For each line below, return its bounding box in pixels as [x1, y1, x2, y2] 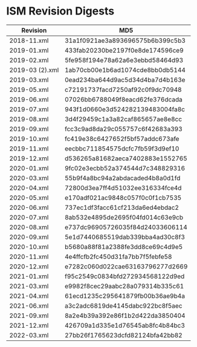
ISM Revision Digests [6, 4, 115, 18]
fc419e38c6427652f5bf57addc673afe [64, 134, 179, 143]
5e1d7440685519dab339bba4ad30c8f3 [64, 233, 186, 241]
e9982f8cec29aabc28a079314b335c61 [64, 282, 184, 290]
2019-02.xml [9, 56, 49, 64]
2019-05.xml [9, 85, 49, 94]
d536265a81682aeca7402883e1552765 [64, 154, 187, 163]
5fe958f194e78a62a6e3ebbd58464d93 [64, 56, 184, 64]
